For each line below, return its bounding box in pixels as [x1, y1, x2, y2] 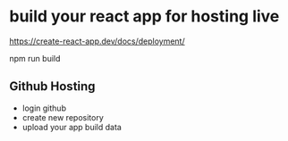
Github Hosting [9, 79, 96, 95]
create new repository [21, 112, 105, 122]
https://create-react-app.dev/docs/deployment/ [9, 36, 185, 46]
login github [21, 103, 67, 113]
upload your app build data [21, 121, 123, 132]
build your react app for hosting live [9, 6, 280, 27]
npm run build [9, 53, 61, 63]
